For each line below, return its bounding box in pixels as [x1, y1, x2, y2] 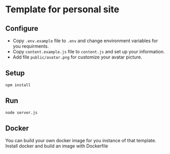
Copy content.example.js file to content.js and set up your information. [12, 49, 165, 54]
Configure [5, 24, 38, 33]
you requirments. [12, 43, 49, 49]
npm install [5, 82, 31, 88]
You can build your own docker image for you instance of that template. [5, 138, 157, 144]
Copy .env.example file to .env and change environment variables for [12, 37, 158, 44]
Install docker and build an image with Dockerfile [5, 143, 109, 149]
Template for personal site [5, 4, 119, 15]
